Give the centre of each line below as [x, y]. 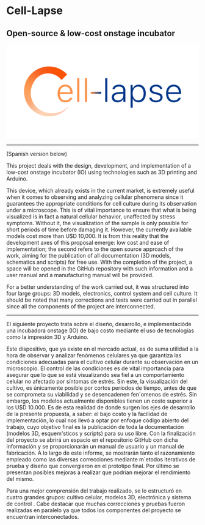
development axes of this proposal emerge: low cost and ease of [88, 243]
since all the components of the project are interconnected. [81, 307]
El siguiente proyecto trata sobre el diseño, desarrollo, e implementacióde [99, 324]
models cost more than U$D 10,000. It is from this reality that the [88, 236]
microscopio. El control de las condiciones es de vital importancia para [95, 368]
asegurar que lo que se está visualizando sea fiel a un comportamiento [95, 375]
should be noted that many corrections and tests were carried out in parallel [102, 300]
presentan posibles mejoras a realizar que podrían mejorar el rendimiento [99, 472]
